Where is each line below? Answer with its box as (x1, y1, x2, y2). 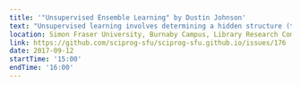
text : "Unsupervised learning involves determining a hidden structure (9, 21, 282, 30)
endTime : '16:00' (9, 64, 74, 73)
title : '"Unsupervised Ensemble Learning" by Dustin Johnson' (9, 13, 246, 22)
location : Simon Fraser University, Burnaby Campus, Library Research (9, 30, 279, 39)
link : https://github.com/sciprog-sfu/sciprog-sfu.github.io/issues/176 (9, 38, 287, 47)
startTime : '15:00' (9, 55, 82, 64)
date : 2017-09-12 (9, 47, 74, 56)
